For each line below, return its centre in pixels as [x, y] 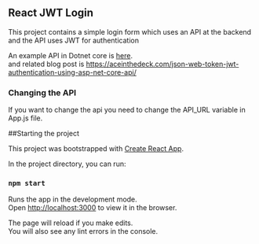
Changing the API [42, 92]
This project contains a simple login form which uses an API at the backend [130, 31]
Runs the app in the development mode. [73, 199]
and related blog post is [46, 64]
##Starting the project [44, 134]
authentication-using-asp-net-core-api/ [73, 72]
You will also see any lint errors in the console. [83, 231]
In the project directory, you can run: [67, 164]
